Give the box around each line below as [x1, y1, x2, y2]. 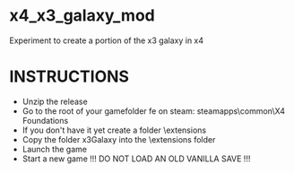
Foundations [22, 115, 69, 125]
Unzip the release [22, 96, 88, 107]
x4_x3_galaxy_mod [9, 5, 155, 26]
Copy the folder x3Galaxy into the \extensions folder [22, 134, 216, 144]
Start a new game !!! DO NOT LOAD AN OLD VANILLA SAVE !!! [22, 153, 251, 164]
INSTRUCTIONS [9, 66, 130, 87]
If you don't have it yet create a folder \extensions [22, 125, 207, 135]
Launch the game [22, 143, 88, 154]
